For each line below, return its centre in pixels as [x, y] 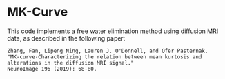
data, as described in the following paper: [66, 38]
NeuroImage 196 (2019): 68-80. [52, 69]
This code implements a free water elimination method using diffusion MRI [113, 31]
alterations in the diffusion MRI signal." [71, 63]
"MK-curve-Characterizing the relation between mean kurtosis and [105, 57]
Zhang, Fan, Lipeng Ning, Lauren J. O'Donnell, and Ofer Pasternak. [108, 51]
